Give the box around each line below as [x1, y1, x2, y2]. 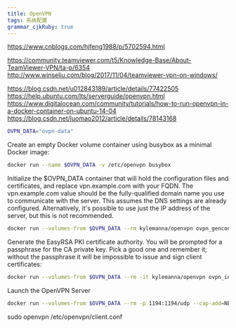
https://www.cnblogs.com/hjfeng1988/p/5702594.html [7, 43, 165, 51]
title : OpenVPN [7, 10, 52, 18]
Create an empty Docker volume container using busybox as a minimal [7, 141, 212, 149]
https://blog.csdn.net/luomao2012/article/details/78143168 [7, 114, 177, 123]
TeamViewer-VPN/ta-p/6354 [7, 64, 90, 72]
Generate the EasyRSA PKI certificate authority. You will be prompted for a [7, 238, 223, 246]
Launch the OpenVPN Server [7, 286, 91, 294]
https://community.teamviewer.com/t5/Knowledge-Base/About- [7, 56, 192, 64]
